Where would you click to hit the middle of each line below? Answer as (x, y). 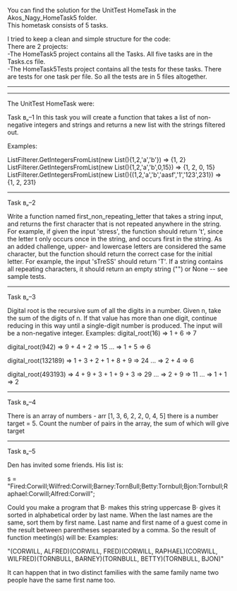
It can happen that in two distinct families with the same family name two (113, 572)
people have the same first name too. (61, 580)
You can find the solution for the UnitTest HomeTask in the (92, 10)
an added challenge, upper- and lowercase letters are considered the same (117, 246)
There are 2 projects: (38, 46)
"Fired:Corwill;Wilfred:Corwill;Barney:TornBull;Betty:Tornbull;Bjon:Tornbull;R (117, 486)
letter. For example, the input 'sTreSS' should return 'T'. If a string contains (115, 262)
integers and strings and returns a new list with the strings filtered (130, 125)
